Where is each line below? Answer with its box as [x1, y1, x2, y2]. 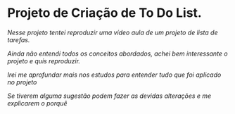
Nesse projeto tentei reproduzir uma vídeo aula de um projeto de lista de [7, 28, 218, 37]
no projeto [7, 77, 37, 86]
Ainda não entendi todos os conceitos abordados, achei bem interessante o [7, 49, 228, 58]
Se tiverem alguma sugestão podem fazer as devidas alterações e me [7, 91, 212, 100]
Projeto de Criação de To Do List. [7, 5, 202, 21]
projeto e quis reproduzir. [7, 56, 81, 65]
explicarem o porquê [7, 99, 68, 107]
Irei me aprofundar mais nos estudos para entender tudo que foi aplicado [7, 70, 222, 79]
